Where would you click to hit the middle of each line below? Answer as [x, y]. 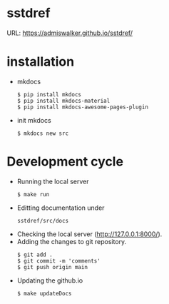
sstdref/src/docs [43, 221]
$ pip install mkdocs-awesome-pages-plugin [83, 107]
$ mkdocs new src [43, 133]
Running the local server [53, 181]
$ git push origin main [52, 267]
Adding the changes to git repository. [72, 241]
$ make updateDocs [44, 293]
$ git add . [35, 255]
